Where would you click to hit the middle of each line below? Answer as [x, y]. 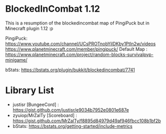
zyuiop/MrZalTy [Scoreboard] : [45, 115]
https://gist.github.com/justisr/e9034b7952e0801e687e [71, 110]
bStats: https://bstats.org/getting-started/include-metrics [73, 126]
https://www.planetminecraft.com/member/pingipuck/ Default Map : [76, 49]
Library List [30, 90]
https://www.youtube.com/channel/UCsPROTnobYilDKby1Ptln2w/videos [80, 43]
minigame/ [16, 60]
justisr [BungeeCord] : [36, 104]
